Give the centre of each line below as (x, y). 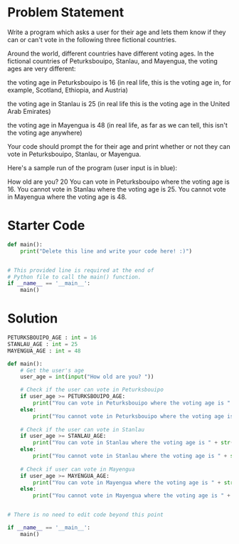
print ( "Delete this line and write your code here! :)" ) (106, 251)
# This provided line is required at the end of (81, 270)
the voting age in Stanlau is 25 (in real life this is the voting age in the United (118, 103)
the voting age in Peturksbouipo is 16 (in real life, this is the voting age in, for (119, 82)
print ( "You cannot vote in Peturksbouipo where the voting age (128, 416)
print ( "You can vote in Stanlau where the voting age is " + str (132, 443)
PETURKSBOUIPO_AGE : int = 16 (52, 338)
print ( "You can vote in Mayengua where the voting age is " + (127, 482)
